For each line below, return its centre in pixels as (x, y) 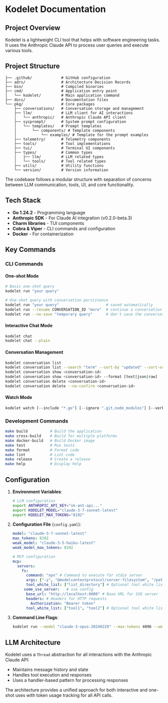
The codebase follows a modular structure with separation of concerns (78, 179)
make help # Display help (43, 464)
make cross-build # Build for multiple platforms (61, 436)
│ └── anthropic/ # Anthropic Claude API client (70, 117)
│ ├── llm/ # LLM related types (59, 157)
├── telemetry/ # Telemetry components (62, 139)
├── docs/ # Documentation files (57, 100)
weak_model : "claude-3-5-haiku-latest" (54, 543)
